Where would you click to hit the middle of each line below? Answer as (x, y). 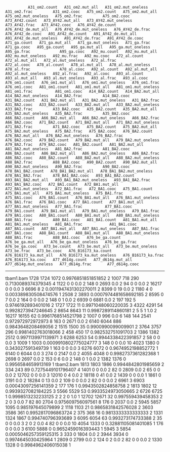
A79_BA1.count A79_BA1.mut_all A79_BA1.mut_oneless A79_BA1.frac (82, 211)
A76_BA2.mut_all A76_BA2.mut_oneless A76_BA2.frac (64, 136)
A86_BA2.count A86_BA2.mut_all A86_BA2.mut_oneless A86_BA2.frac (82, 153)
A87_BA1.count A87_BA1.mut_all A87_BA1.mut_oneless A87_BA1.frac (82, 229)
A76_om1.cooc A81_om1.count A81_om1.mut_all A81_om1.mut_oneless (82, 87)
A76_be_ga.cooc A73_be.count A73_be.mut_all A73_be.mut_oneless (81, 246)
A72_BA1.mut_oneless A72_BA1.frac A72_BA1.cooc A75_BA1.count (79, 189)
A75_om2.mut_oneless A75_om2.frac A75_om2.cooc (68, 16)
